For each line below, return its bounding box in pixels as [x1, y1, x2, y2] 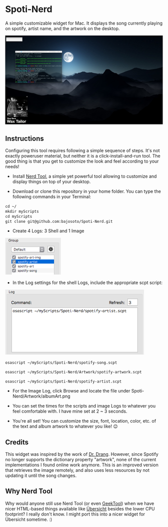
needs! [5, 164, 19, 170]
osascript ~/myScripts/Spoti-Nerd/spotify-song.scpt [5, 360, 117, 365]
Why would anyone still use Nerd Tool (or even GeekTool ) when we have [5, 500, 154, 506]
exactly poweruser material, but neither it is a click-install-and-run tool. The [5, 153, 161, 159]
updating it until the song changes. [5, 473, 76, 479]
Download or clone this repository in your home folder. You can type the [12, 188, 161, 194]
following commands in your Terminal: [12, 194, 91, 200]
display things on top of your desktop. [12, 179, 91, 185]
